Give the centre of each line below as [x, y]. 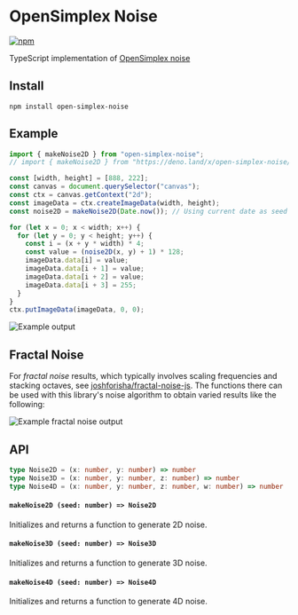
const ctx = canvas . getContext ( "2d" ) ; [81, 195]
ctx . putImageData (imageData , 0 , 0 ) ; [77, 310]
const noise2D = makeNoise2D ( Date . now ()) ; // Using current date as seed [149, 211]
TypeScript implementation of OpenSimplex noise [100, 58]
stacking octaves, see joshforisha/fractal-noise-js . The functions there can [146, 386]
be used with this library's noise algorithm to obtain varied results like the [143, 395]
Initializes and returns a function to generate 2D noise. [108, 524]
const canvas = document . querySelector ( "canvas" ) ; [105, 187]
